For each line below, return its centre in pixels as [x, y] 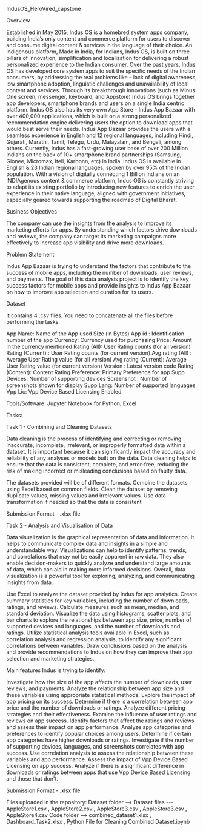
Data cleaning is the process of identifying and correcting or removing [94, 439]
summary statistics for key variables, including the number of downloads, [98, 601]
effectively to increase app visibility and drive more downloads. [85, 243]
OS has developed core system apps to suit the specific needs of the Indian [101, 71]
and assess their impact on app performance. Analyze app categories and [99, 727]
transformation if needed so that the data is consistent [74, 502]
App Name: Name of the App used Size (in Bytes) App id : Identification [95, 334]
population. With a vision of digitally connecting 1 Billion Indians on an [93, 174]
